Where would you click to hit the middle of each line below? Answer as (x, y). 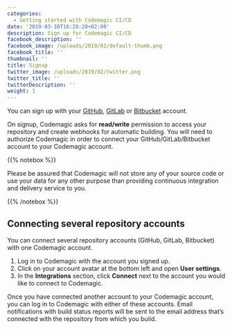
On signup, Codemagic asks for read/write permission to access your (107, 124)
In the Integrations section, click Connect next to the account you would (121, 276)
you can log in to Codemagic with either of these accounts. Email (100, 304)
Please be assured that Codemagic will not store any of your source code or (116, 174)
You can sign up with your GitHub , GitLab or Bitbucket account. (98, 111)
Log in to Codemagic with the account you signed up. (93, 261)
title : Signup (28, 65)
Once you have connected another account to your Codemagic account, (110, 297)
